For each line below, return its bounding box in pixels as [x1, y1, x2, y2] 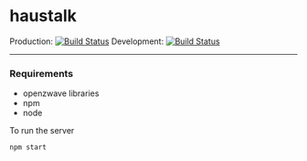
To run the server [9, 125, 75, 136]
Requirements [9, 67, 74, 80]
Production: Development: [9, 36, 164, 47]
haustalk [9, 5, 78, 27]
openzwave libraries [22, 88, 100, 99]
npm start [9, 143, 48, 152]
